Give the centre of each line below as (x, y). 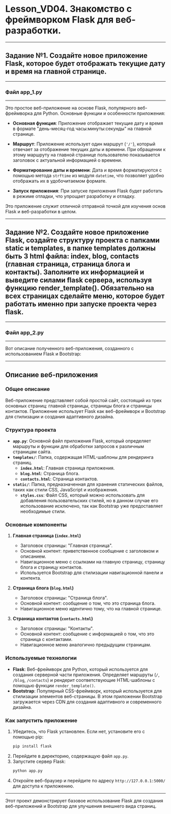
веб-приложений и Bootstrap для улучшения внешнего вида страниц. (81, 806)
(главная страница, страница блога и (68, 264)
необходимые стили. (43, 511)
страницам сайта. (32, 452)
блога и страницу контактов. (51, 568)
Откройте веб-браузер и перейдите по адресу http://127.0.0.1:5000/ (89, 780)
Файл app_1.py (24, 92)
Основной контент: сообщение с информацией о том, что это (87, 634)
